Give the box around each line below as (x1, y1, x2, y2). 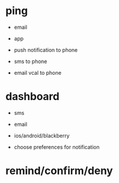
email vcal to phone (13, 69, 62, 76)
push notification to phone (13, 46, 78, 54)
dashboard (5, 90, 60, 104)
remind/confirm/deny (5, 164, 113, 178)
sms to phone (13, 58, 47, 65)
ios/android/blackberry (13, 132, 70, 139)
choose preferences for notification (13, 143, 100, 151)
